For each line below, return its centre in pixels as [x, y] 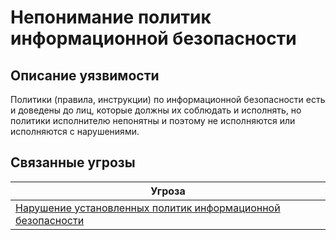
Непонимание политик [111, 17]
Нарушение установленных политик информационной [148, 208]
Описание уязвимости [85, 75]
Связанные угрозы [73, 162]
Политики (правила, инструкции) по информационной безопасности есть [168, 99]
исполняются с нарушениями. [75, 131]
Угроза [168, 191]
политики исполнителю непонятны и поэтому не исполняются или [153, 120]
